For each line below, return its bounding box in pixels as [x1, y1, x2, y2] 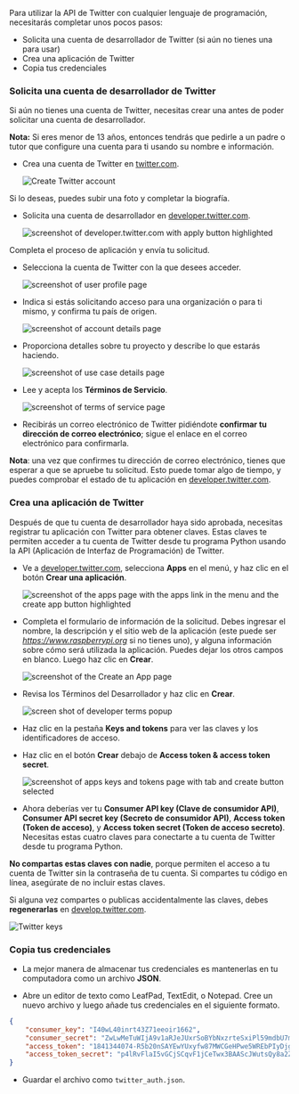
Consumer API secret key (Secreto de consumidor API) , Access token [21, 812, 286, 823]
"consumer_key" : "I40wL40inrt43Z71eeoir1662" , [25, 1025, 201, 1034]
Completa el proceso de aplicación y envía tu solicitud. [9, 245, 211, 256]
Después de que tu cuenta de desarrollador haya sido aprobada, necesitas [9, 517, 283, 527]
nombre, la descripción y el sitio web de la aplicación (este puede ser [21, 625, 278, 636]
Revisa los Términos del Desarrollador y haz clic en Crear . [21, 688, 236, 698]
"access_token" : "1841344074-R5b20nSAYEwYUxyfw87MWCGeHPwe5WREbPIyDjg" [25, 1041, 296, 1050]
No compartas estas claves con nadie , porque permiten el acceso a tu [9, 858, 271, 869]
